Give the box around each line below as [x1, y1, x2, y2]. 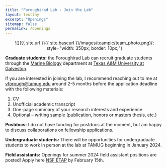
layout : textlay [5, 12, 39, 17]
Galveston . [5, 66, 28, 72]
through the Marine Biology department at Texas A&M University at [5, 60, 144, 66]
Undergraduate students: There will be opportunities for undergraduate [5, 137, 155, 143]
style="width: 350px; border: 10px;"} [46, 45, 123, 51]
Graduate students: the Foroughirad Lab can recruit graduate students [5, 55, 152, 61]
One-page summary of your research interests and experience [12, 107, 142, 113]
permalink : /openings [5, 26, 51, 31]
